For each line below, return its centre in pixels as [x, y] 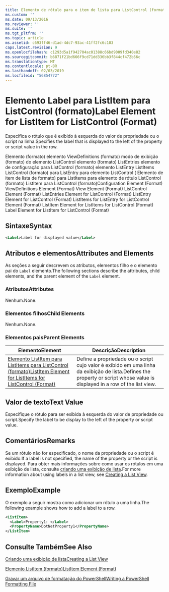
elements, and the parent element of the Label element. [63, 276]
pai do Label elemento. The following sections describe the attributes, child [82, 271]
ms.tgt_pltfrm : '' [24, 33]
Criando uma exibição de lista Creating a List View [57, 559]
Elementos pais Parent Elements [45, 337]
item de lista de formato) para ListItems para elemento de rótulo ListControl [83, 178]
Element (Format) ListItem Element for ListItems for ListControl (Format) [79, 204]
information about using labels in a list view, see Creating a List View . [77, 474]
